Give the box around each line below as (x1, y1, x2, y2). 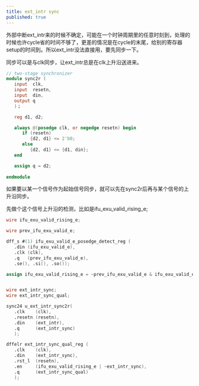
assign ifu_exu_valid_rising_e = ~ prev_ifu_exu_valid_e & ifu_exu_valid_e (6, 271, 195, 277)
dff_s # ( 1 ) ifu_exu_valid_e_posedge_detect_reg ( (6, 239, 131, 245)
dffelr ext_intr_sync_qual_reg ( (6, 342, 89, 348)
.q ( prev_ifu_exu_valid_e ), (14, 255, 89, 261)
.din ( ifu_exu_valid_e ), (14, 244, 76, 250)
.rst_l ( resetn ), (14, 358, 60, 364)
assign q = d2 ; (14, 163, 52, 169)
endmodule (6, 174, 31, 180)
